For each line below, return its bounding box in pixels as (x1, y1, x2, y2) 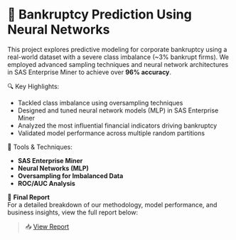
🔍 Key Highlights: (7, 82, 60, 90)
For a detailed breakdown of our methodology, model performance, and (7, 200, 218, 209)
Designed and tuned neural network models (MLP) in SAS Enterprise (17, 106, 219, 115)
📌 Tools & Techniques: (7, 142, 73, 151)
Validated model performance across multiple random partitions (17, 128, 205, 137)
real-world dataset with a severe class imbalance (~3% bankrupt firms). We (7, 53, 230, 61)
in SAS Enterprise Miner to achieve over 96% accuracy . (7, 68, 172, 76)
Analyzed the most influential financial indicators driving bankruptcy (17, 121, 218, 130)
